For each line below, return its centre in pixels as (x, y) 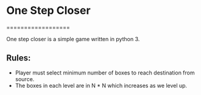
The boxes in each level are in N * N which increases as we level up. (101, 85)
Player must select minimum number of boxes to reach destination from (105, 73)
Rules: (19, 58)
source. (25, 79)
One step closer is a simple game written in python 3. (73, 39)
